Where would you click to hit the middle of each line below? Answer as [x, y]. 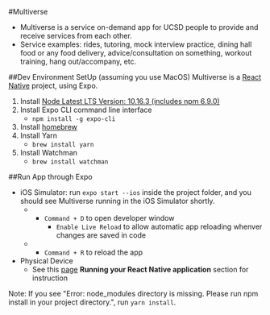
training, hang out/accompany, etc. [78, 61]
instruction [50, 278]
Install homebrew [49, 127]
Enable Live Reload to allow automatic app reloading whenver [159, 226]
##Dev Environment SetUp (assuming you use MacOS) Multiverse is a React [135, 77]
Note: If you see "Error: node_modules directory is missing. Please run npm [133, 294]
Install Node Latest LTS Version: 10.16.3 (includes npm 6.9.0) [120, 101]
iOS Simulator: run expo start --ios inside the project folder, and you [136, 192]
